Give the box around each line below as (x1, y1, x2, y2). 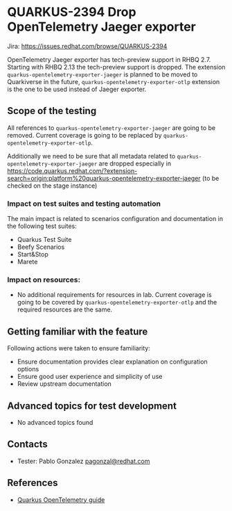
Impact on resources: (7, 275, 81, 284)
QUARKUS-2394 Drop (7, 4, 136, 20)
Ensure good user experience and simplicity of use (17, 373, 163, 381)
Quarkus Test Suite (17, 236, 72, 244)
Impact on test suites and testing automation (7, 199, 161, 209)
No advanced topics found (17, 418, 93, 426)
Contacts (7, 439, 48, 451)
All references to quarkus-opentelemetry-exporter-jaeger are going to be (7, 123, 216, 132)
